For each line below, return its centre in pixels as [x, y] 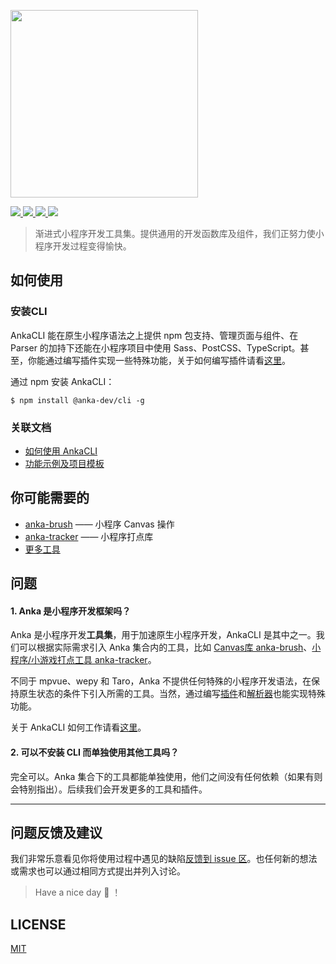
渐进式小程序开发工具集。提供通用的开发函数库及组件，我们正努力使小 [179, 233]
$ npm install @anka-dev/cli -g [77, 400]
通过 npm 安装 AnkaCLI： [62, 381]
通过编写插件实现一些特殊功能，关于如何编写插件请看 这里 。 [167, 360]
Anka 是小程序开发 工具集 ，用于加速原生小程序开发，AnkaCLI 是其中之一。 [163, 635]
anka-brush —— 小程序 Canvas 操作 [99, 524]
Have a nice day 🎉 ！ [78, 892]
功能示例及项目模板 [64, 463]
